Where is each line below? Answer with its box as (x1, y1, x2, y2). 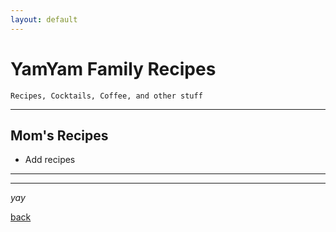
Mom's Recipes (10, 127, 109, 144)
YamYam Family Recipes (10, 57, 217, 80)
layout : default (10, 14, 78, 25)
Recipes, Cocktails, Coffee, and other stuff (10, 91, 203, 101)
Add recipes (24, 154, 76, 166)
